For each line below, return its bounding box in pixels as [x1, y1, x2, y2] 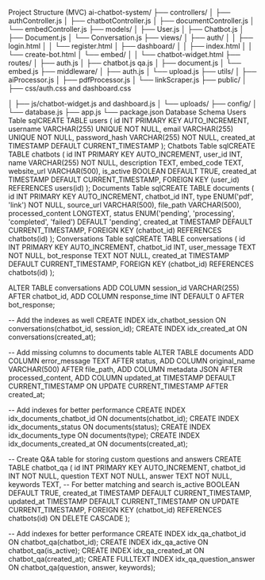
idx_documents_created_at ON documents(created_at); [8, 439, 188, 448]
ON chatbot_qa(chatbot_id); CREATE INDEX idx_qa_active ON [8, 537, 209, 547]
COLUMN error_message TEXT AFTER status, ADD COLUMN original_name [8, 356, 255, 365]
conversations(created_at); [8, 332, 97, 342]
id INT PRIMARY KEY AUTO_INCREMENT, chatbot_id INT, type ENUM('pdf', [8, 191, 254, 201]
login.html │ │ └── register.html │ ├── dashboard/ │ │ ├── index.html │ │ [8, 41, 253, 51]
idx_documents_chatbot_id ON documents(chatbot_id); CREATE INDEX [8, 414, 240, 423]
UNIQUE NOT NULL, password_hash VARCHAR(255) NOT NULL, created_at [8, 133, 255, 142]
